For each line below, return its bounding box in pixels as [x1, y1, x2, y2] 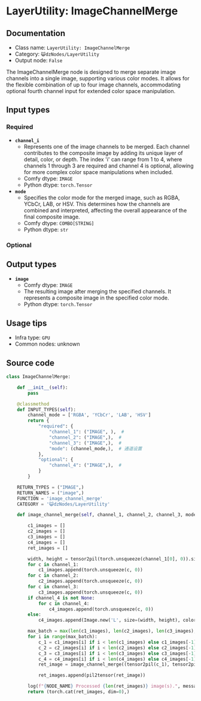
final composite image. [23, 213, 80, 220]
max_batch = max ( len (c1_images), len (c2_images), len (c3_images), [28, 628, 197, 634]
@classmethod [17, 401, 50, 407]
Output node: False [14, 57, 63, 64]
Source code [6, 358, 55, 368]
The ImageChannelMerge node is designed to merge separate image [6, 68, 176, 76]
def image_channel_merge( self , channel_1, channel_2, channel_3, [17, 512, 184, 518]
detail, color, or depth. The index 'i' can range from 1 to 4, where [23, 155, 182, 163]
